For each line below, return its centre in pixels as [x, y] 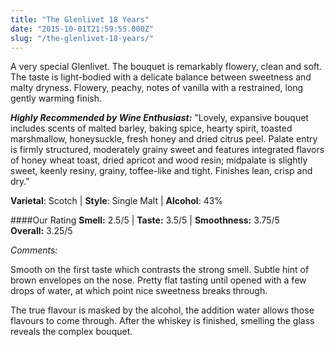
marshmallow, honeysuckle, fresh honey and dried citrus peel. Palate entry [164, 139]
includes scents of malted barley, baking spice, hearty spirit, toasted [151, 128]
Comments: [34, 250]
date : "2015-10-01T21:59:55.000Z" [82, 29]
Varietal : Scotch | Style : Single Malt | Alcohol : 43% [117, 201]
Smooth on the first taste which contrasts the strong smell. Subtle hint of [160, 270]
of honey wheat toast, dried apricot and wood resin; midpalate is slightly [159, 160]
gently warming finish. [56, 98]
